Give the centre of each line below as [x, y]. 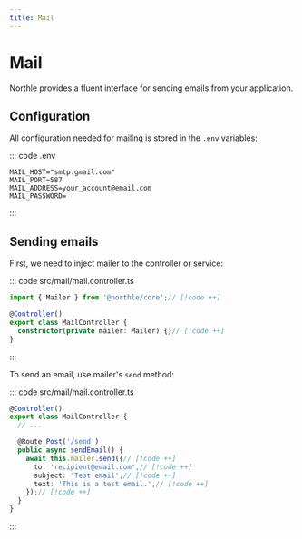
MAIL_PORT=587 [36, 181]
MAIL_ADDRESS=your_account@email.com [81, 188]
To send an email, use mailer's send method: [92, 374]
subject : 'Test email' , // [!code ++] [105, 475]
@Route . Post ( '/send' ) [58, 442]
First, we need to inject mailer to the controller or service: [117, 263]
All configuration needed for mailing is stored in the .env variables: [134, 138]
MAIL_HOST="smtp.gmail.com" [63, 172]
